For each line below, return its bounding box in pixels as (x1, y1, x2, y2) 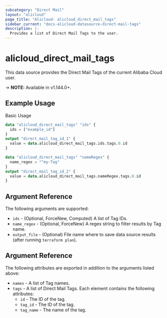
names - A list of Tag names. (12, 280, 70, 286)
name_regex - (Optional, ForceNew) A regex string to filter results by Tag (12, 221, 161, 227)
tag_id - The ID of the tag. (20, 301, 75, 307)
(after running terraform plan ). (12, 237, 77, 243)
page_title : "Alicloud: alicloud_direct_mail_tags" (5, 17, 116, 22)
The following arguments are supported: (5, 205, 89, 212)
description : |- (5, 26, 39, 31)
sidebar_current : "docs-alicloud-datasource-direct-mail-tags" (5, 21, 141, 27)
